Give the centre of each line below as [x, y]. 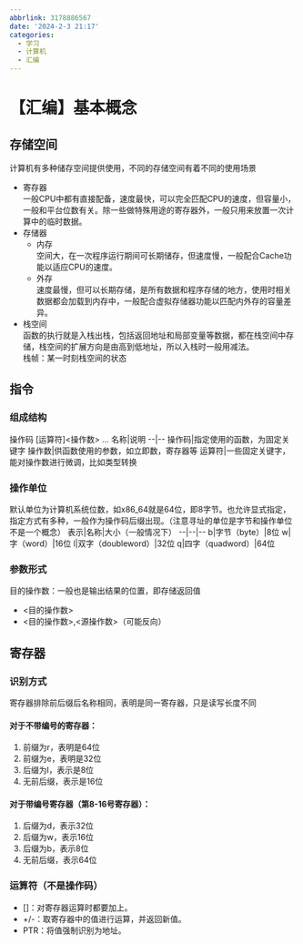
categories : [32, 35]
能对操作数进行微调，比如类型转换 [73, 462]
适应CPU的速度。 [85, 267]
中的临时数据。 [59, 221]
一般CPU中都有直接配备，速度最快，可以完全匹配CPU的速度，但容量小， [159, 198]
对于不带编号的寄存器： [53, 726]
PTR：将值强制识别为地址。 [74, 930]
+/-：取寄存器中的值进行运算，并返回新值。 [104, 919]
